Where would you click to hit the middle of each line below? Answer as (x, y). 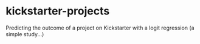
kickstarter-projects (58, 11)
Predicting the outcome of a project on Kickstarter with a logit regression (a (100, 28)
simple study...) (25, 34)
